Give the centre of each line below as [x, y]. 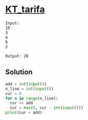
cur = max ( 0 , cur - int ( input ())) [47, 108]
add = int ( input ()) [26, 84]
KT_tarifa [25, 9]
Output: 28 [17, 56]
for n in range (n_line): [32, 98]
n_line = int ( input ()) [29, 89]
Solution [19, 72]
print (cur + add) [24, 113]
